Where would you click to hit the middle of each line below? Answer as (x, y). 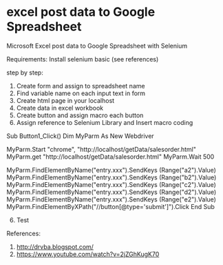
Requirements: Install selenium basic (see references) (83, 59)
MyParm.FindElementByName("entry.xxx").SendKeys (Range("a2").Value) (111, 170)
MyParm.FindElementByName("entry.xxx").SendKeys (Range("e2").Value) (111, 199)
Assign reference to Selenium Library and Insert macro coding (105, 122)
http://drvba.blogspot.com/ (55, 246)
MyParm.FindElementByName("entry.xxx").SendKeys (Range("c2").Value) (111, 184)
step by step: (25, 72)
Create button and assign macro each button (80, 115)
